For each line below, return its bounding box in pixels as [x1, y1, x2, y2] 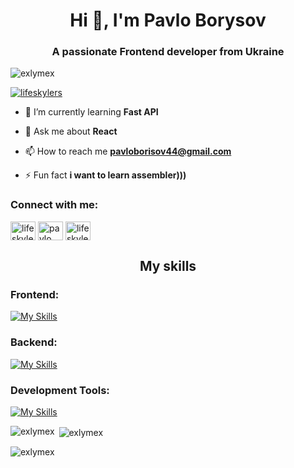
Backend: [10, 335, 58, 349]
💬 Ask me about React [24, 125, 118, 138]
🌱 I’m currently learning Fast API [24, 106, 159, 118]
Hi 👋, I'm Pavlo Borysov [69, 9, 267, 32]
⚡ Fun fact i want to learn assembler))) [24, 169, 187, 181]
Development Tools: [10, 383, 110, 397]
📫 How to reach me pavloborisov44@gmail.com [24, 145, 232, 158]
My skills [139, 258, 197, 275]
